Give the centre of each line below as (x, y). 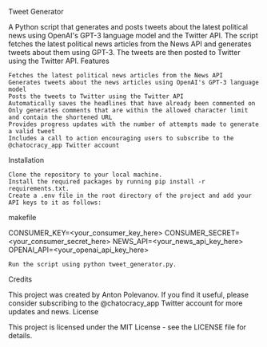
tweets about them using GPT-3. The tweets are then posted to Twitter (125, 52)
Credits (20, 279)
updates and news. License (54, 312)
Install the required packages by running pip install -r (107, 182)
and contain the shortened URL (60, 117)
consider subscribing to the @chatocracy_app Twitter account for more (126, 303)
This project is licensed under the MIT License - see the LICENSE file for (127, 327)
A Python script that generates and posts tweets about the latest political (128, 27)
